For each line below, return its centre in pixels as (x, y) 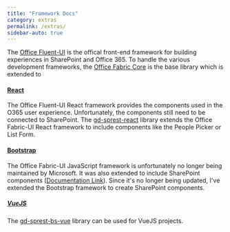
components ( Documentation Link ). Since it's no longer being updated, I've (114, 180)
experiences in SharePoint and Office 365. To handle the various (99, 60)
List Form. (21, 134)
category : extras (32, 20)
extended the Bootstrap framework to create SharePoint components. (106, 187)
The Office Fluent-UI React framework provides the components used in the (115, 105)
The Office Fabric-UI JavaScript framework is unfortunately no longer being (115, 165)
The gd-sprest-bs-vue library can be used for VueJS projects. (95, 220)
